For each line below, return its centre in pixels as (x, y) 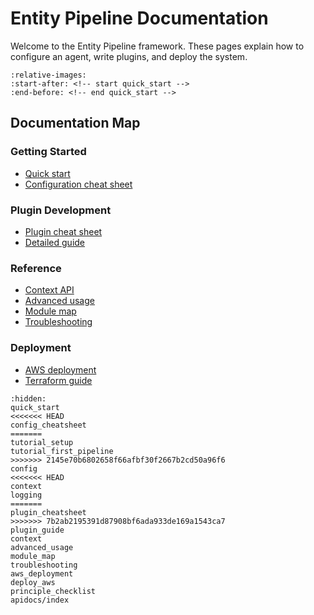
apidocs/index (40, 600)
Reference (36, 268)
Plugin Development (61, 210)
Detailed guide (55, 242)
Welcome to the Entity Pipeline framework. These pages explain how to (157, 46)
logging (26, 495)
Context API (49, 290)
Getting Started (48, 152)
